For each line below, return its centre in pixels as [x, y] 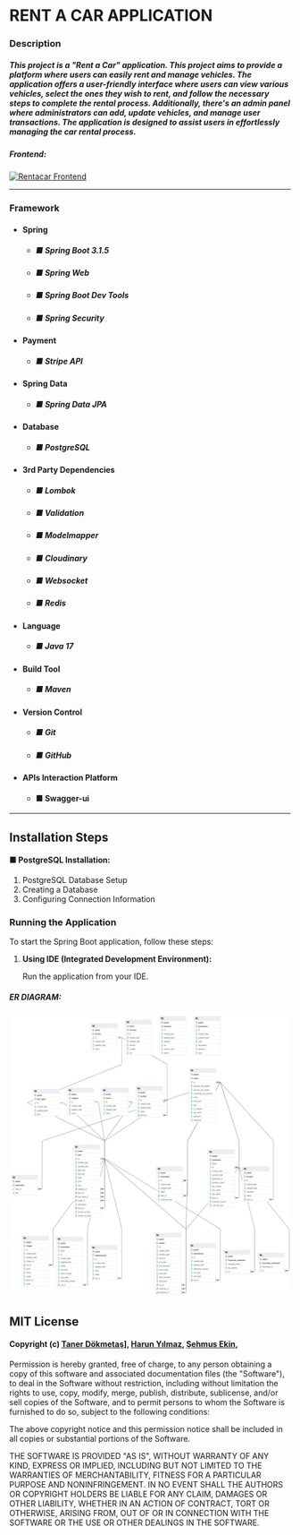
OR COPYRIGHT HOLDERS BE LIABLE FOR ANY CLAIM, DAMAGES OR [138, 1494]
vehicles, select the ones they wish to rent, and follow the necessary [139, 93]
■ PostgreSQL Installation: [60, 860]
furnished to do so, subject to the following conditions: [109, 1411]
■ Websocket [62, 581]
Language [41, 626]
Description [35, 44]
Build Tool [41, 669]
